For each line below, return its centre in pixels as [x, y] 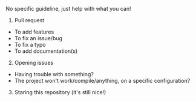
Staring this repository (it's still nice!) [60, 92]
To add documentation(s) [46, 51]
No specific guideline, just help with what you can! [68, 9]
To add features [34, 32]
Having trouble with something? [54, 74]
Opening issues [34, 63]
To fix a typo [30, 45]
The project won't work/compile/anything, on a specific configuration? [102, 81]
